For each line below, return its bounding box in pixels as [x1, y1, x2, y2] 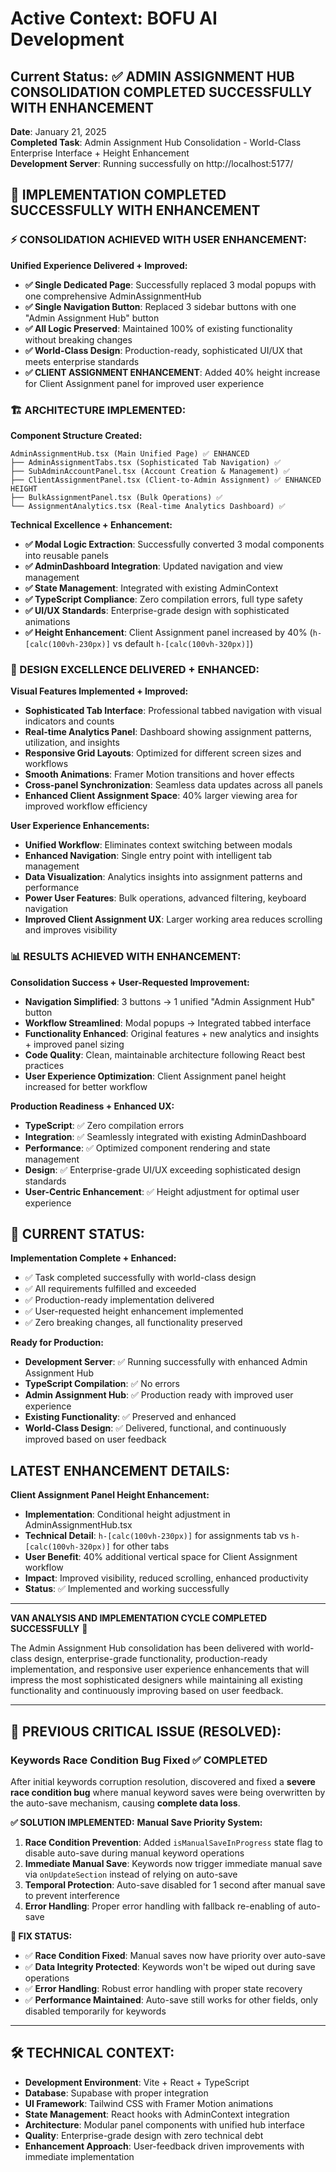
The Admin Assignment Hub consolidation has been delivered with [10, 1642, 285, 1654]
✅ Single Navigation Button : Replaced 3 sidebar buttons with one [24, 300, 297, 312]
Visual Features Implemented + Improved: [10, 685, 189, 697]
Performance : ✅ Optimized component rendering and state [24, 1142, 271, 1154]
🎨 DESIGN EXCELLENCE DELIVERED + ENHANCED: [10, 662, 260, 676]
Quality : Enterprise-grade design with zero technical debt [24, 2129, 264, 2141]
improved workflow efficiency [24, 800, 148, 812]
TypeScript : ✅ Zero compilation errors [24, 1119, 185, 1131]
